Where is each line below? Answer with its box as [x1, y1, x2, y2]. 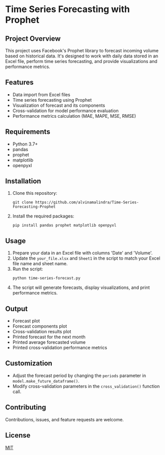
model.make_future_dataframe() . [12, 377, 79, 384]
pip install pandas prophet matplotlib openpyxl [12, 223, 117, 228]
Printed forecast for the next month [12, 334, 86, 340]
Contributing [5, 403, 46, 412]
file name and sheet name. [12, 261, 68, 267]
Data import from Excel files [12, 92, 70, 98]
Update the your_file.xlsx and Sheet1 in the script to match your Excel [12, 255, 160, 261]
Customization [5, 359, 53, 368]
